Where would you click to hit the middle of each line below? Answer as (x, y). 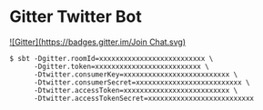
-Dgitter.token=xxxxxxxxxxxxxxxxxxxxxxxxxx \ (121, 66)
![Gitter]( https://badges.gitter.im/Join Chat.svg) (98, 42)
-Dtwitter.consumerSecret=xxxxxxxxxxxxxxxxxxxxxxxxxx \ (142, 82)
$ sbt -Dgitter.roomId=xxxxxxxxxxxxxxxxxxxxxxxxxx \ (111, 58)
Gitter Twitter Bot (76, 17)
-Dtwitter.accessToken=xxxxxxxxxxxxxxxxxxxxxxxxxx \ (136, 90)
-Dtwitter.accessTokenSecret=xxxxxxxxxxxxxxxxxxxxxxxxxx (144, 98)
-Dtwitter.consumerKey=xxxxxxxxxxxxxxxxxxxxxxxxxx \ (136, 75)
